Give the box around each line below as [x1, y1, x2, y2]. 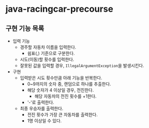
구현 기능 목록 [5, 24, 44, 32]
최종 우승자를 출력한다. [20, 105, 64, 111]
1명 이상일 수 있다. [27, 118, 62, 124]
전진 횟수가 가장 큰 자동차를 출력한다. [27, 112, 98, 117]
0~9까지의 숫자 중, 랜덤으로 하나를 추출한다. [27, 81, 111, 87]
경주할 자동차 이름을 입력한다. [20, 44, 76, 50]
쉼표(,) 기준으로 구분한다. [27, 51, 75, 56]
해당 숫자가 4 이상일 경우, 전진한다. [27, 87, 94, 93]
